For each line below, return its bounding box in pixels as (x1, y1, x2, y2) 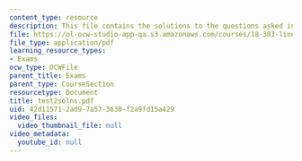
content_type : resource (9, 13, 99, 22)
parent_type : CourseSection (9, 80, 115, 89)
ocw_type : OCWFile (9, 64, 78, 72)
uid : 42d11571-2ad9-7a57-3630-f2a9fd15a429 (9, 105, 175, 114)
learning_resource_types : (9, 47, 106, 55)
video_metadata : (9, 130, 70, 139)
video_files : (9, 113, 58, 122)
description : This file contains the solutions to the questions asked (9, 21, 283, 30)
